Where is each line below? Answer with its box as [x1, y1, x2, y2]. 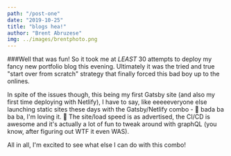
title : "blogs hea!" [7, 23, 67, 30]
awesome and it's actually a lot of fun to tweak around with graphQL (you [7, 120, 217, 128]
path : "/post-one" [7, 10, 60, 17]
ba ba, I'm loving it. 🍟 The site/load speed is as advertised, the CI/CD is [7, 112, 210, 121]
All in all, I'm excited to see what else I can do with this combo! [7, 141, 186, 149]
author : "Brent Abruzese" [7, 29, 82, 37]
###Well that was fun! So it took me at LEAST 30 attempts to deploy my [7, 55, 212, 63]
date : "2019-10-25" [7, 17, 64, 24]
